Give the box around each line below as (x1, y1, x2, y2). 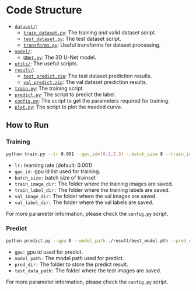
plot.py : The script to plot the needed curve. (14, 103, 123, 110)
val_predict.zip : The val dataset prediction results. (23, 78, 148, 85)
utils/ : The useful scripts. (14, 59, 79, 67)
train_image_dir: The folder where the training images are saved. (14, 180, 173, 187)
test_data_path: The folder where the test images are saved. (14, 267, 162, 274)
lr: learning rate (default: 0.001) (14, 162, 92, 169)
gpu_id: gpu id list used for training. (14, 167, 101, 175)
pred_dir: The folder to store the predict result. (14, 261, 128, 268)
